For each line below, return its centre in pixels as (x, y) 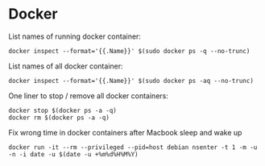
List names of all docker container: (66, 66)
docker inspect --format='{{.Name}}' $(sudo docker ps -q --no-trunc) (129, 51)
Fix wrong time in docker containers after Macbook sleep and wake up (125, 132)
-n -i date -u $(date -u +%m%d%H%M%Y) (73, 154)
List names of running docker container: (75, 36)
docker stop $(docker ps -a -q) (62, 110)
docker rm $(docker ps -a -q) (59, 118)
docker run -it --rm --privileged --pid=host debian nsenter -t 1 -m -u (133, 147)
